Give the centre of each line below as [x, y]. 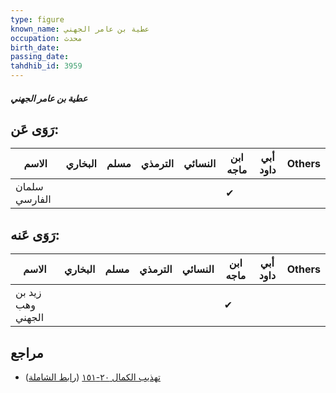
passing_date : [40, 57]
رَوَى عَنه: [35, 234]
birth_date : [35, 47]
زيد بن [28, 293]
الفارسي [33, 199]
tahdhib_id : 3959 [46, 66]
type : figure [37, 19]
